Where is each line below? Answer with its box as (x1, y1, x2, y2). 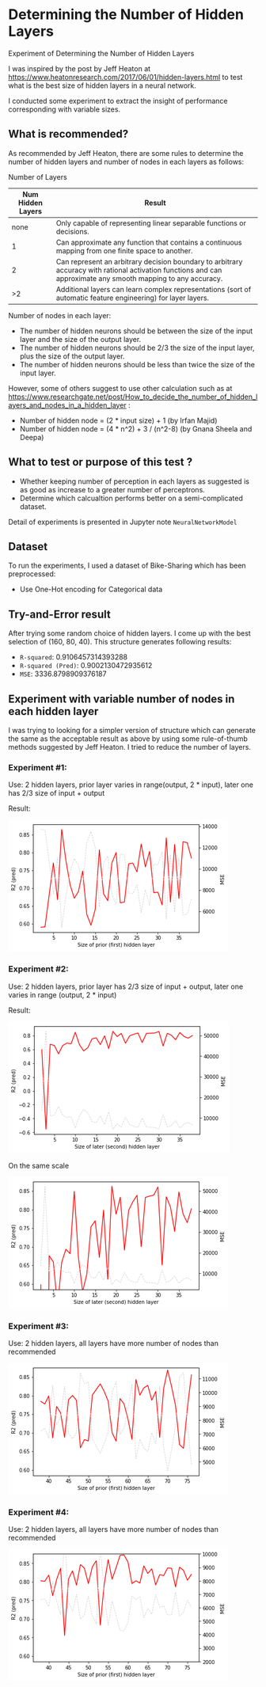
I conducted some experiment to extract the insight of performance (8, 96, 228, 105)
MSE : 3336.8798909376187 (19, 669, 107, 678)
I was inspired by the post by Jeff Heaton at (8, 63, 151, 73)
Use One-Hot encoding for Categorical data (19, 584, 163, 595)
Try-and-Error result (8, 607, 111, 621)
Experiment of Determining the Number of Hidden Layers (8, 48, 195, 58)
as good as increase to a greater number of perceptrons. (19, 484, 206, 494)
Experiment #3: (8, 1320, 70, 1332)
